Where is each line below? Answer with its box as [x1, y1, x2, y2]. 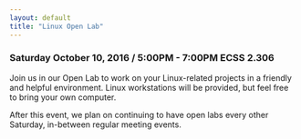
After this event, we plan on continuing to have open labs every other [9, 109, 269, 120]
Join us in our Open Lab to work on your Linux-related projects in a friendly [9, 72, 292, 83]
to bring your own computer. [9, 92, 117, 103]
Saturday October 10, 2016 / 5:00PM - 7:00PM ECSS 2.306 [9, 52, 275, 65]
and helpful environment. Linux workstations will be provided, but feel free [9, 82, 289, 93]
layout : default [9, 13, 71, 23]
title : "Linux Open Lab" [9, 22, 104, 31]
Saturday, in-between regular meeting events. [9, 119, 182, 130]
